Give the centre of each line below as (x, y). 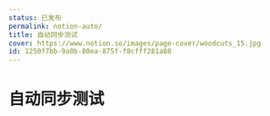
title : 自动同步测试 (43, 34)
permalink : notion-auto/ (55, 26)
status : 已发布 (35, 18)
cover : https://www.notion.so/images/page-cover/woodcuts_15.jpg (135, 43)
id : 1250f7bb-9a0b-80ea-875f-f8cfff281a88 (90, 52)
